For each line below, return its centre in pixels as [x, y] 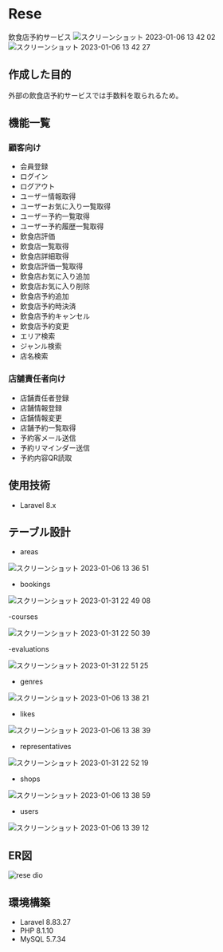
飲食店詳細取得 [44, 256]
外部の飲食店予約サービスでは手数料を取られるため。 [96, 95]
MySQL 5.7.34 [43, 938]
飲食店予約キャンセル [55, 316]
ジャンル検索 [41, 346]
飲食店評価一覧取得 [51, 266]
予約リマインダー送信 [55, 447]
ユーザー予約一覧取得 [55, 216]
